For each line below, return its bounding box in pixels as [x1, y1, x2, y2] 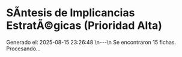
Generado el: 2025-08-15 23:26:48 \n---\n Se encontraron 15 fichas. [6, 38, 177, 46]
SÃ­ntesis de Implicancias [6, 6, 135, 20]
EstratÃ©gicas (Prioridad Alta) [6, 19, 162, 32]
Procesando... [6, 45, 41, 52]
